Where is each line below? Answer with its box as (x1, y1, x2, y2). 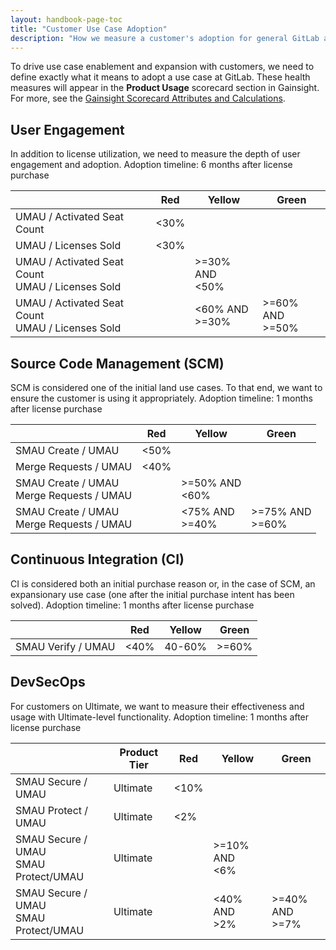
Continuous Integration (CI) (10, 551, 185, 568)
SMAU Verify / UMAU (15, 639, 116, 653)
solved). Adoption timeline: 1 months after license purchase (10, 599, 255, 611)
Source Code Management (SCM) (10, 355, 225, 372)
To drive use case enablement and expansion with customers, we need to (10, 61, 315, 73)
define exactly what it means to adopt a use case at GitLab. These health (10, 71, 311, 83)
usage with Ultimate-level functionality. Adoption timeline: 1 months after (10, 711, 310, 723)
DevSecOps (10, 674, 86, 691)
